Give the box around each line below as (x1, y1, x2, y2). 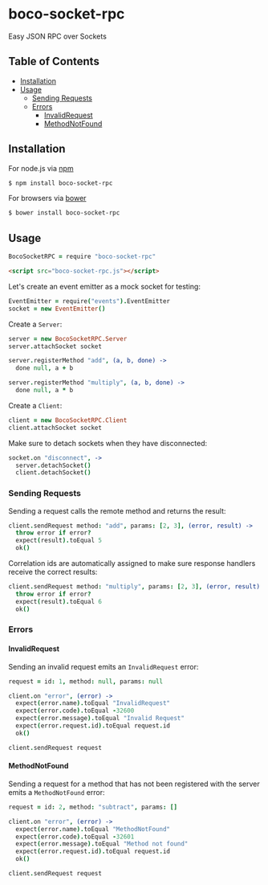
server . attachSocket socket (8, 342, 103, 350)
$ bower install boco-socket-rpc (8, 209, 120, 217)
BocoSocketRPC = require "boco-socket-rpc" (8, 252, 156, 261)
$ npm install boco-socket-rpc (8, 178, 113, 187)
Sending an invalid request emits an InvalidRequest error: (8, 662, 199, 671)
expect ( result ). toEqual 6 (15, 597, 103, 605)
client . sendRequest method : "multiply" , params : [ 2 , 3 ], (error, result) (8, 583, 261, 591)
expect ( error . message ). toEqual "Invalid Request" (15, 715, 185, 723)
